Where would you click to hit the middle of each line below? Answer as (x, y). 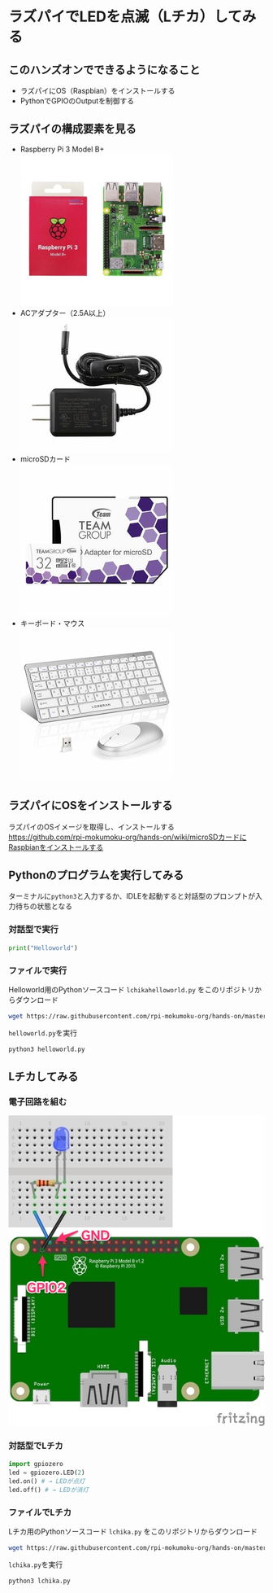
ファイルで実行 (38, 970)
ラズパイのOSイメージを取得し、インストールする (91, 826)
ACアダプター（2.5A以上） (65, 313)
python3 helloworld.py (47, 1049)
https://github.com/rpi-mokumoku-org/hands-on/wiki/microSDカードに (128, 837)
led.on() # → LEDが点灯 (47, 1481)
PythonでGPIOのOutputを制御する (77, 101)
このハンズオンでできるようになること (104, 70)
